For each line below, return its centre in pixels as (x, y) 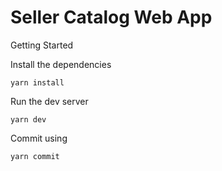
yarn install (37, 82)
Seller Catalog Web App (111, 17)
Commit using (39, 138)
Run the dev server (49, 101)
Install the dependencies (61, 64)
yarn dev (28, 119)
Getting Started (42, 45)
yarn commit (35, 156)
